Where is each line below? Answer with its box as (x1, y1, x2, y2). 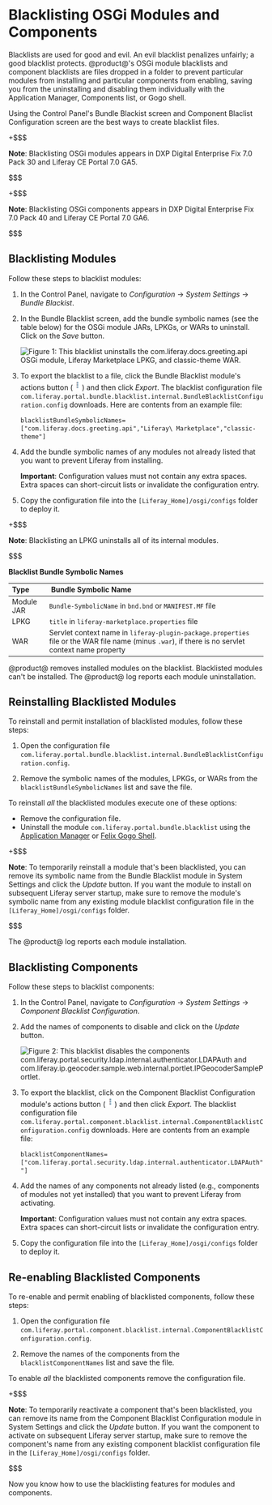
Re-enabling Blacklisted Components (8, 1270, 201, 1284)
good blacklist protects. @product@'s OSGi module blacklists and (8, 58, 228, 68)
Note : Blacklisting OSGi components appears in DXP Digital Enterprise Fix (8, 204, 254, 214)
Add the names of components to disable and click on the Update (19, 1022, 240, 1032)
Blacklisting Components (8, 960, 138, 974)
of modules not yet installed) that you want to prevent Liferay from (19, 1190, 241, 1199)
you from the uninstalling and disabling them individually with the (8, 83, 225, 94)
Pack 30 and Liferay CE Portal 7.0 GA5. (8, 156, 138, 167)
